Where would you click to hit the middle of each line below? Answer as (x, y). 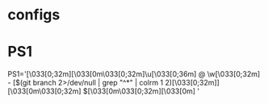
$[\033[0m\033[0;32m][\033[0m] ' (141, 91)
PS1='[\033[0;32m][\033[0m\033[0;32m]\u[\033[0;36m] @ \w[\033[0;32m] (134, 74)
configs (34, 15)
